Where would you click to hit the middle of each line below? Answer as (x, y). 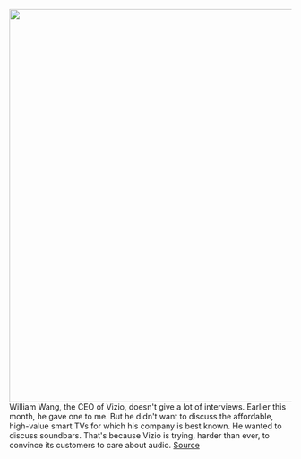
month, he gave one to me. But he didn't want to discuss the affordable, (142, 416)
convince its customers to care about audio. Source (104, 445)
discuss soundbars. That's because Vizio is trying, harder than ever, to (140, 435)
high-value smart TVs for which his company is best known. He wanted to (146, 426)
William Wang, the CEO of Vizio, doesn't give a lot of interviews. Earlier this (148, 407)
